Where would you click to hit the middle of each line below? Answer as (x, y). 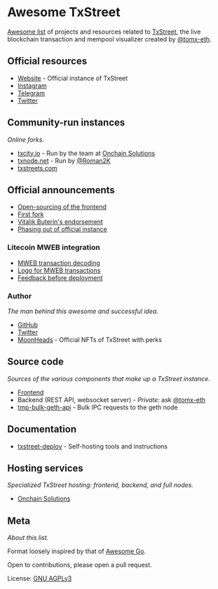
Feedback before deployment (60, 277)
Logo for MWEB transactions (59, 270)
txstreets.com (37, 168)
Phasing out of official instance (62, 230)
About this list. (28, 538)
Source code (36, 362)
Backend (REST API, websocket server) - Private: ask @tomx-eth (111, 399)
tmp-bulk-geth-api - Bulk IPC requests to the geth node (97, 407)
